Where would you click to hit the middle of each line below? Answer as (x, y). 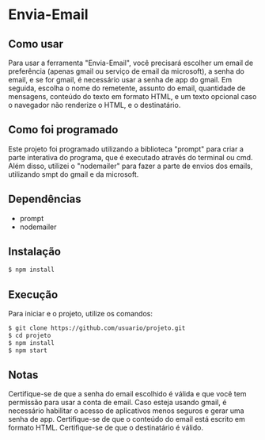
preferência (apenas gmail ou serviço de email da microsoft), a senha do (127, 71)
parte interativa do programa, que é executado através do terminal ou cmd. (131, 157)
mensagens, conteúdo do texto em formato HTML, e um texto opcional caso (132, 96)
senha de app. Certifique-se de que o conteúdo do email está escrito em (127, 419)
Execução (33, 295)
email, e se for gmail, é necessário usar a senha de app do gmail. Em (120, 80)
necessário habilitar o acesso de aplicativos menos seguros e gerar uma (126, 411)
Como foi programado (63, 130)
